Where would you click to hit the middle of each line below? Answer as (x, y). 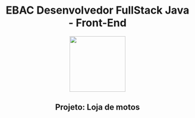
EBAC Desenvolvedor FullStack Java (97, 10)
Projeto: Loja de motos (97, 107)
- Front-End (97, 23)
